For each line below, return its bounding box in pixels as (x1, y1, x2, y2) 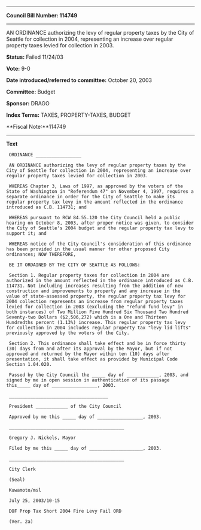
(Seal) (8, 477, 26, 483)
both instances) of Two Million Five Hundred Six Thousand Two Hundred (6, 309, 188, 315)
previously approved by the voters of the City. (6, 330, 130, 336)
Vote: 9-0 (6, 65, 31, 72)
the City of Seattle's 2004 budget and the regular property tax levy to (6, 225, 194, 231)
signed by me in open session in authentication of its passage (6, 377, 170, 383)
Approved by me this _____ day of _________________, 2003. (8, 414, 162, 420)
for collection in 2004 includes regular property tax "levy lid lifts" (6, 325, 191, 331)
